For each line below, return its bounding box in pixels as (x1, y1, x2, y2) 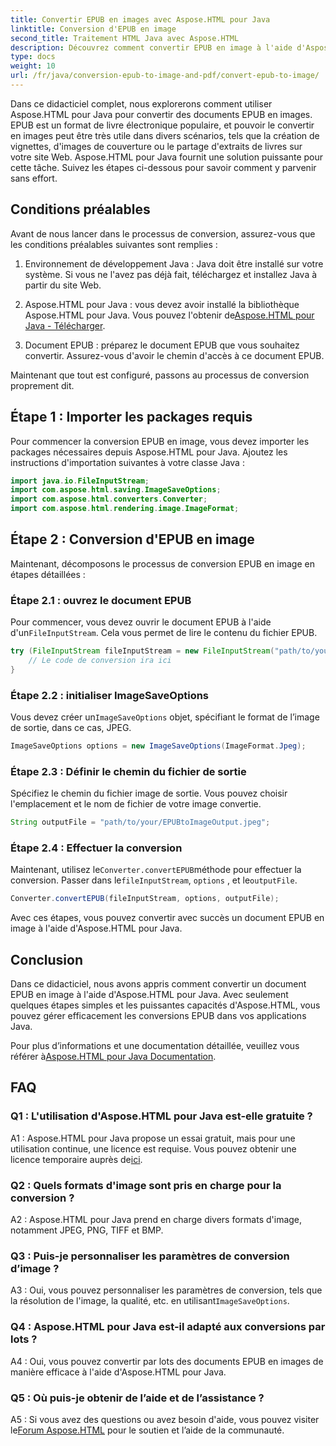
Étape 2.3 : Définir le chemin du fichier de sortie (10, 764, 247, 778)
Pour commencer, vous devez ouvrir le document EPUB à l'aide (10, 616, 272, 628)
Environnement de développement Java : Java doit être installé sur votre (24, 257, 324, 270)
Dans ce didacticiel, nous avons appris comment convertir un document (10, 978, 307, 990)
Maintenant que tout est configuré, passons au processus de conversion (10, 369, 310, 381)
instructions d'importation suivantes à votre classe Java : (10, 456, 245, 468)
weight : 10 (10, 61, 56, 71)
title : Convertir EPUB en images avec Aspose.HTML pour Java (10, 14, 271, 25)
